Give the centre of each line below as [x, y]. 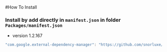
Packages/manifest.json [34, 25]
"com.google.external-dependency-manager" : [51, 45]
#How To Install [21, 7]
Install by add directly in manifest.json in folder [63, 20]
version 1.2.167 [27, 36]
